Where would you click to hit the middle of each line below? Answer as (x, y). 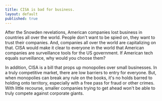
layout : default (21, 14)
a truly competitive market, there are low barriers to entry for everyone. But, (81, 73)
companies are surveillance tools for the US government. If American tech (79, 53)
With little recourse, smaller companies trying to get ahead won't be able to (80, 88)
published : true (21, 18)
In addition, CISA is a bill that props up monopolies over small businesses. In (81, 67)
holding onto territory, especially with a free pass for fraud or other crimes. (80, 83)
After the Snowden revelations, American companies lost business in (74, 33)
